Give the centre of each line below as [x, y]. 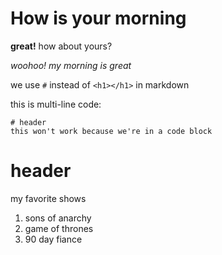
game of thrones [59, 228]
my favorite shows [48, 198]
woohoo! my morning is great [71, 65]
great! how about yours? [61, 46]
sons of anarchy [58, 218]
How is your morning [98, 18]
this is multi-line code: [56, 104]
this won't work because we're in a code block [111, 131]
